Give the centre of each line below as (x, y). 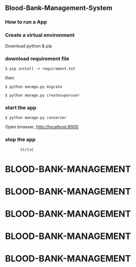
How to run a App (26, 22)
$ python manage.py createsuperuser (42, 95)
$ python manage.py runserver (36, 118)
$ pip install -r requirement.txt (40, 69)
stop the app (20, 140)
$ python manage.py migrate (34, 87)
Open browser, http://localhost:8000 (42, 127)
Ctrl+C (27, 150)
